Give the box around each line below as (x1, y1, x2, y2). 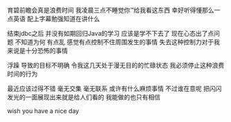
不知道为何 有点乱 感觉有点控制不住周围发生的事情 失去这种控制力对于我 (15, 38, 220, 46)
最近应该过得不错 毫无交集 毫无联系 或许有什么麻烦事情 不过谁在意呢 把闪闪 (7, 85, 222, 92)
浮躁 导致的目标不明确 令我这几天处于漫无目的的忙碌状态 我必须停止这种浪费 (7, 61, 225, 69)
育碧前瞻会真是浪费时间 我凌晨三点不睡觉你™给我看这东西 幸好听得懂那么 (7, 6, 214, 14)
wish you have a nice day (7, 107, 80, 115)
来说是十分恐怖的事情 (7, 47, 68, 54)
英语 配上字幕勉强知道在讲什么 (12, 14, 100, 23)
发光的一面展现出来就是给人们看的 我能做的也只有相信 (7, 93, 160, 101)
